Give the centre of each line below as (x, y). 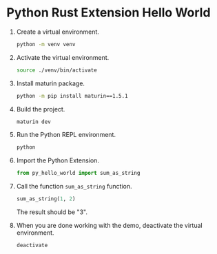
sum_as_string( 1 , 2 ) (46, 199)
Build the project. (41, 109)
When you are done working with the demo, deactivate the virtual (109, 226)
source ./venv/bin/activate (56, 70)
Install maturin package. (51, 83)
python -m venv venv (46, 44)
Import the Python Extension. (58, 160)
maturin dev (33, 122)
